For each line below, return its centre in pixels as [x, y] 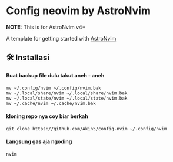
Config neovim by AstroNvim [79, 11]
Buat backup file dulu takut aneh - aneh [55, 75]
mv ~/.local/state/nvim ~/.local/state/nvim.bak [67, 98]
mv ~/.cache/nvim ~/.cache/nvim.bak [51, 103]
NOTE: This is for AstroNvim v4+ [46, 27]
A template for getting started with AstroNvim [61, 38]
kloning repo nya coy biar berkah [47, 116]
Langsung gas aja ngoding [39, 141]
